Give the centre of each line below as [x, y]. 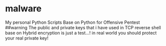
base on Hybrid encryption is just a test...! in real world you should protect [81, 33]
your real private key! [27, 38]
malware [23, 9]
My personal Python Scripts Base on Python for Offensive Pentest [73, 22]
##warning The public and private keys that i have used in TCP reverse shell [83, 27]
